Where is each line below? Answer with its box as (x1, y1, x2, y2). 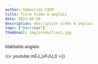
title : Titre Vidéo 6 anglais (5, 12, 67, 17)
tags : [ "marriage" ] (5, 26, 45, 31)
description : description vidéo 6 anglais (5, 21, 94, 26)
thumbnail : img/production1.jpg (5, 30, 71, 35)
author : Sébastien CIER (5, 7, 54, 12)
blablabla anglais (5, 44, 39, 49)
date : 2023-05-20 (5, 16, 41, 21)
